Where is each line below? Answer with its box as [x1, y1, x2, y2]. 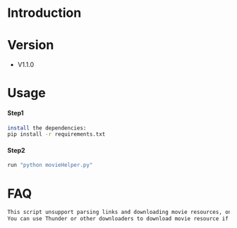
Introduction [7, 5, 82, 21]
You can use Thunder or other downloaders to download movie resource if [7, 215, 229, 222]
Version [7, 37, 54, 53]
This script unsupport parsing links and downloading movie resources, [7, 209, 222, 216]
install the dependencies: [7, 125, 87, 132]
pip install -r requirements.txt [7, 131, 106, 138]
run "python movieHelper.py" [7, 162, 93, 169]
